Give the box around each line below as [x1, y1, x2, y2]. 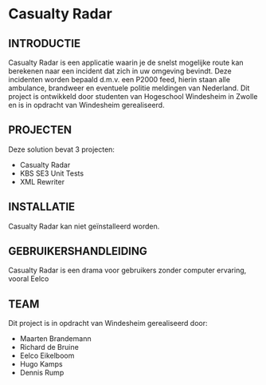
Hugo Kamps [19, 359, 63, 369]
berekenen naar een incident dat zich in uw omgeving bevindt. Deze [8, 66, 233, 76]
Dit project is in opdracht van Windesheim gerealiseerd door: [8, 319, 209, 328]
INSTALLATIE [8, 200, 76, 214]
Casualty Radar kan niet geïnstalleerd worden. [8, 221, 160, 231]
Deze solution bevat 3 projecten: [8, 145, 115, 154]
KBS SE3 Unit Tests [19, 169, 84, 178]
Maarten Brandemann [19, 334, 92, 343]
